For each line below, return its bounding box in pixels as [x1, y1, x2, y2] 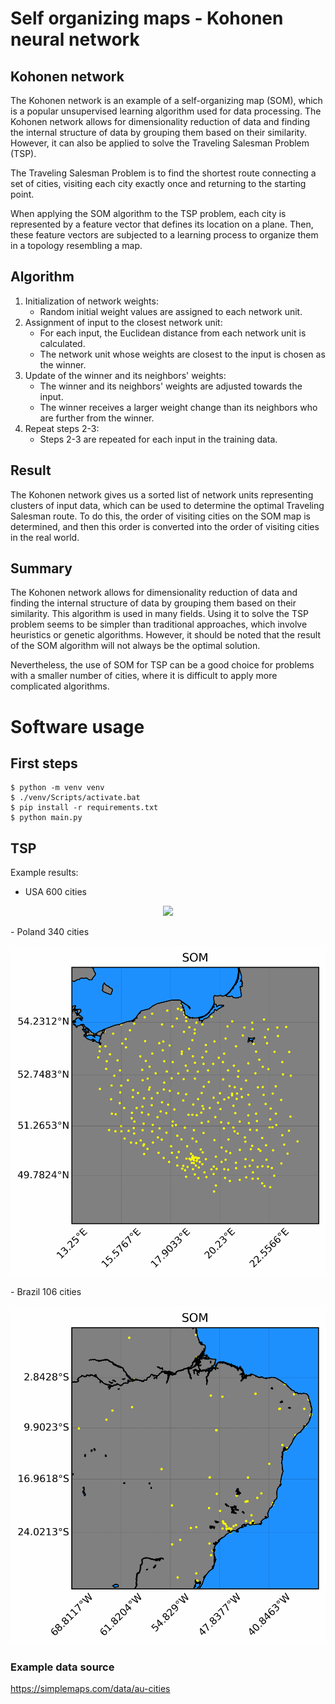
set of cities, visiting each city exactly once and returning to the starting [10, 178, 307, 189]
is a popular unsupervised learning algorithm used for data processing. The [10, 105, 322, 117]
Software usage [10, 715, 145, 738]
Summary [10, 560, 73, 577]
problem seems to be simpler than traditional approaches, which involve [10, 618, 308, 631]
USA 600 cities [24, 886, 87, 898]
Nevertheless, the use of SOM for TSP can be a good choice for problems [10, 659, 315, 671]
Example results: [10, 867, 79, 879]
